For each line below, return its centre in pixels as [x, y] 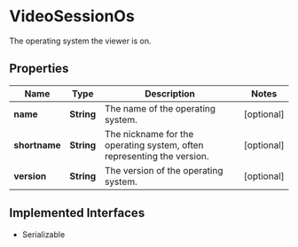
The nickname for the [149, 134]
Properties [39, 69]
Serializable [43, 234]
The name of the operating [160, 108]
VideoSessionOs [72, 16]
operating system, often [154, 145]
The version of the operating [164, 170]
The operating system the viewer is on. [81, 41]
